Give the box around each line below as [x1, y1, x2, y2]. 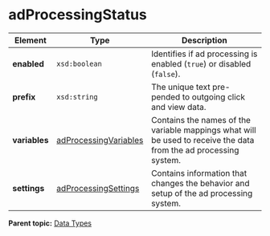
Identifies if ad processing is [151, 48, 258, 59]
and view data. [151, 101, 207, 112]
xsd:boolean [55, 59, 102, 68]
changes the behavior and [151, 177, 250, 189]
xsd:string [55, 92, 98, 101]
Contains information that [151, 167, 247, 178]
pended [151, 91, 181, 102]
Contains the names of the [151, 114, 252, 125]
